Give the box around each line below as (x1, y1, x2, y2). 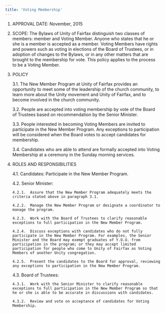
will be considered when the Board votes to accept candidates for (12, 131, 146, 137)
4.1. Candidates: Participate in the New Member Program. (12, 171, 129, 177)
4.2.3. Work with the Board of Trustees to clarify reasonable (12, 216, 147, 221)
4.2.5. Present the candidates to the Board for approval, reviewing (12, 259, 161, 264)
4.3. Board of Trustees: (12, 272, 59, 278)
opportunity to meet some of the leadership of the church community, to (12, 86, 160, 92)
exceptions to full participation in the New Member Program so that (12, 286, 159, 291)
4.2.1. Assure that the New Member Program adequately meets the (12, 190, 152, 195)
